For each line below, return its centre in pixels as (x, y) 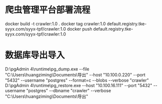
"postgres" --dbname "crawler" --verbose (69, 90)
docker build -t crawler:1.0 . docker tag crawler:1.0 (55, 24)
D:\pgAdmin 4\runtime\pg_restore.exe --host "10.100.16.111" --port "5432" (79, 85)
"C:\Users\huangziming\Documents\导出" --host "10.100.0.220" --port (75, 75)
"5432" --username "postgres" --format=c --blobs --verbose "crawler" (77, 80)
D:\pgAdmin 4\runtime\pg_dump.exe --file (47, 69)
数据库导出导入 (35, 55)
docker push (80, 29)
